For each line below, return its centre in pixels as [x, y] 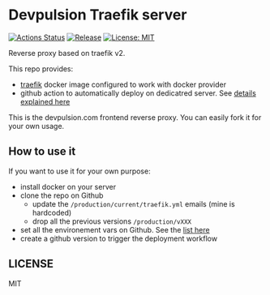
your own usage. [36, 126]
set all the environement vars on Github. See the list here [115, 229]
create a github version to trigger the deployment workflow [118, 238]
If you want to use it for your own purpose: [80, 171]
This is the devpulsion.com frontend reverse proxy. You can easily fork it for [135, 117]
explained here [45, 101]
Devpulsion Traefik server [98, 15]
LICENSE [31, 264]
